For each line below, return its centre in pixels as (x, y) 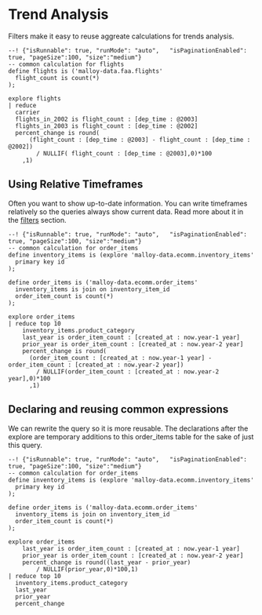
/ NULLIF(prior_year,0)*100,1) (87, 569)
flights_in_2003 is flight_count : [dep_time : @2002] (107, 126)
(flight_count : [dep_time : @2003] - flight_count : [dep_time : (140, 140)
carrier (28, 112)
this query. (25, 445)
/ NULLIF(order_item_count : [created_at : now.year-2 (128, 371)
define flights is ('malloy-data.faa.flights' (86, 71)
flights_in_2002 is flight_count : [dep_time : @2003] (107, 119)
